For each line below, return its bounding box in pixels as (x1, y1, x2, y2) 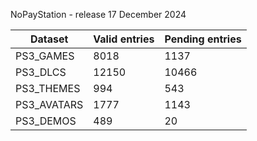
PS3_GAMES (15, 49, 75, 63)
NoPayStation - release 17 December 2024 (10, 9, 187, 20)
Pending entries (164, 32, 242, 46)
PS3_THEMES (15, 82, 81, 95)
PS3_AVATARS (15, 98, 84, 111)
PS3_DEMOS (15, 114, 77, 128)
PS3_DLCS (15, 65, 67, 79)
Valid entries (93, 32, 155, 46)
